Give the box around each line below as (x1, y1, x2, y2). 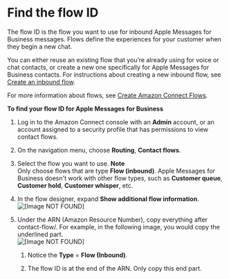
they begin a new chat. (7, 42, 73, 50)
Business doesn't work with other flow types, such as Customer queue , (17, 174, 223, 182)
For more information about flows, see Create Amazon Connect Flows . (7, 91, 208, 99)
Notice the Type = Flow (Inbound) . (27, 251, 128, 259)
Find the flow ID (7, 5, 99, 21)
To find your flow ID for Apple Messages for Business (7, 104, 164, 113)
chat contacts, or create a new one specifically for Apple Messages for (7, 63, 210, 71)
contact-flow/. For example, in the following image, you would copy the (17, 222, 220, 231)
